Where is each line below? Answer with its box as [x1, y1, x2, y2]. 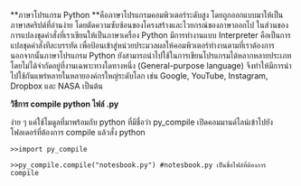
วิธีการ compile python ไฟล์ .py [10, 98, 119, 109]
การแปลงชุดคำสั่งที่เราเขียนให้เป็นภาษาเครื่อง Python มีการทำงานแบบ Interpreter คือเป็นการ [10, 30, 292, 41]
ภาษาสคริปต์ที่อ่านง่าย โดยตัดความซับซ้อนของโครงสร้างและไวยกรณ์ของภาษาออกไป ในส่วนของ [10, 20, 288, 30]
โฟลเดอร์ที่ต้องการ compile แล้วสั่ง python [10, 127, 146, 137]
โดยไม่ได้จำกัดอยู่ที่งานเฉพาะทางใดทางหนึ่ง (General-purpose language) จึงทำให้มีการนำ [10, 60, 292, 70]
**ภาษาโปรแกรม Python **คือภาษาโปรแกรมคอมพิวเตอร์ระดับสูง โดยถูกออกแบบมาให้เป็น [10, 10, 284, 20]
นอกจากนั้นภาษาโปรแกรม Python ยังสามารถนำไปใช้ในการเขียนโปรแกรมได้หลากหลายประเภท [10, 51, 292, 60]
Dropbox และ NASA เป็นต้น [10, 80, 103, 91]
